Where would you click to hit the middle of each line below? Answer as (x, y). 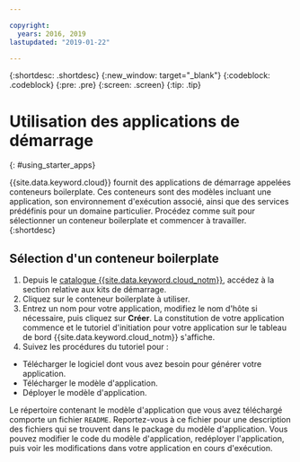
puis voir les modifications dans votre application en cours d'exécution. (141, 449)
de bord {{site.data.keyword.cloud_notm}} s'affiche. (119, 337)
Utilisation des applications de (124, 121)
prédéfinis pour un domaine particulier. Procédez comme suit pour (132, 211)
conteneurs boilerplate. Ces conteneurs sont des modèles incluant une (141, 192)
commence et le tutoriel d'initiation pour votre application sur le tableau (154, 327)
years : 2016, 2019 (52, 34)
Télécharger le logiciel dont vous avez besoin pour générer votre (142, 364)
